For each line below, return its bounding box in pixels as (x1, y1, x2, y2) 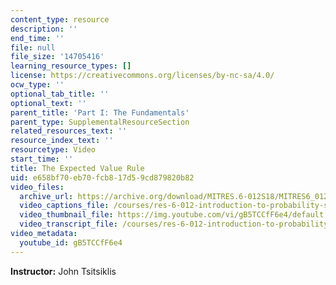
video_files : (10, 182, 65, 192)
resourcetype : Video (10, 145, 97, 155)
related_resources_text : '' (10, 126, 128, 136)
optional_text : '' (10, 98, 87, 108)
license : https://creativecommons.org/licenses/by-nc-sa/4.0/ (10, 71, 275, 81)
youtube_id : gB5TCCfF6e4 (19, 237, 123, 248)
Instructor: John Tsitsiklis (10, 265, 117, 277)
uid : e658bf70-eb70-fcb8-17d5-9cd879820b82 (10, 172, 195, 183)
